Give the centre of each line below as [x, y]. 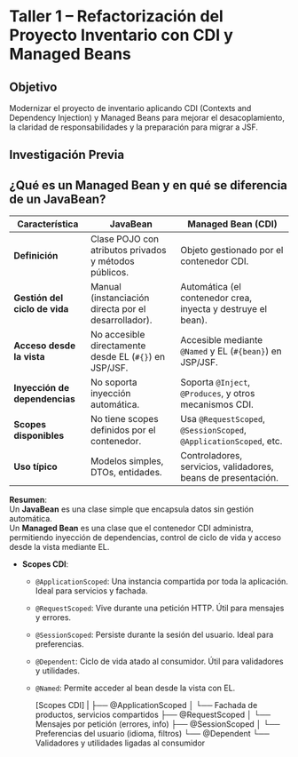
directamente [118, 346]
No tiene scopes [124, 419]
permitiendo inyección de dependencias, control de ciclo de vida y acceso [145, 538]
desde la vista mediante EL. [59, 547]
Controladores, [212, 456]
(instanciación [120, 298]
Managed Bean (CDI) [232, 224]
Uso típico [35, 466]
